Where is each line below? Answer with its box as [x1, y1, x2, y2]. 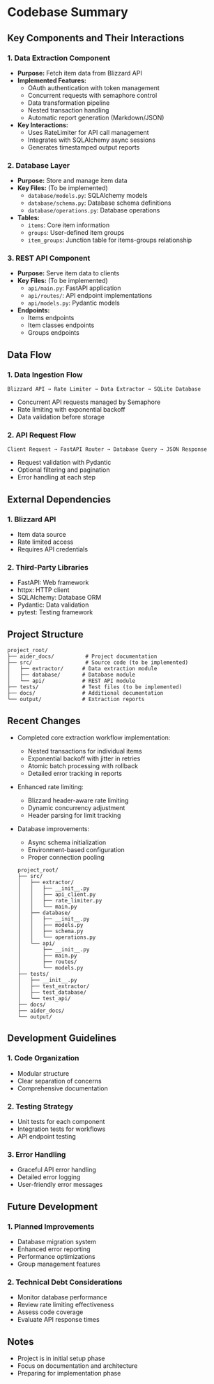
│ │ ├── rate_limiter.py [17, 898, 102, 904]
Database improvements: [17, 825, 90, 833]
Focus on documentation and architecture [17, 1362, 138, 1370]
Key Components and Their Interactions [7, 32, 185, 44]
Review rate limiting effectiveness [17, 1301, 114, 1309]
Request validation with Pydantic [17, 459, 112, 467]
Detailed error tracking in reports [27, 770, 122, 778]
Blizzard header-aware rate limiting [27, 796, 129, 805]
